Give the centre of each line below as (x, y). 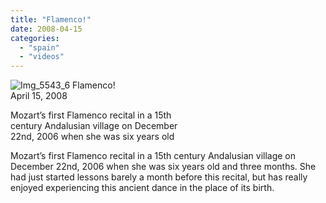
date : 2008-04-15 (46, 29)
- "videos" (42, 57)
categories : (35, 38)
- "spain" (39, 47)
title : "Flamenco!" (51, 19)
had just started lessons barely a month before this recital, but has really (159, 177)
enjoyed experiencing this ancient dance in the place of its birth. (142, 188)
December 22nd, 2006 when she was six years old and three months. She (163, 167)
